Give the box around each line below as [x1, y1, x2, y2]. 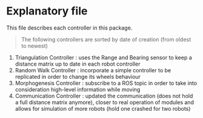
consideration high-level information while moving [15, 85, 141, 93]
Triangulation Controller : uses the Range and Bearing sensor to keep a [15, 54, 192, 61]
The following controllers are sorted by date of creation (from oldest [21, 36, 191, 43]
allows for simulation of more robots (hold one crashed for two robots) [15, 105, 191, 112]
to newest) [21, 42, 48, 49]
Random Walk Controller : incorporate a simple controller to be [15, 66, 171, 73]
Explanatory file [6, 4, 88, 18]
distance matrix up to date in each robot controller [15, 60, 141, 67]
